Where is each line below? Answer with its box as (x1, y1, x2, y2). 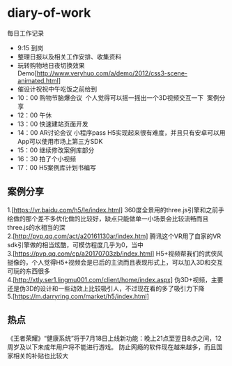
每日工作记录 (7, 29, 44, 37)
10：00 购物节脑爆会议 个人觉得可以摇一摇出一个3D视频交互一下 (17, 93, 204, 102)
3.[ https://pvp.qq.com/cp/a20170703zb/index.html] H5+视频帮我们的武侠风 (7, 249, 224, 258)
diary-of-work (7, 5, 91, 21)
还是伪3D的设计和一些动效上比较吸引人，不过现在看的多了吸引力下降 (7, 284, 205, 293)
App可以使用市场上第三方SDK (17, 137, 103, 145)
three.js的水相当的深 (7, 223, 66, 231)
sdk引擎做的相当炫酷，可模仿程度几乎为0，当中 (7, 240, 144, 249)
